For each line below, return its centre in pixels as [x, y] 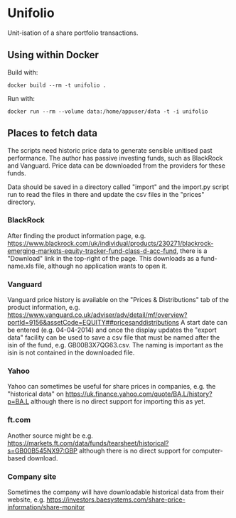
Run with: [21, 98]
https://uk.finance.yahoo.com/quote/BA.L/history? [139, 394]
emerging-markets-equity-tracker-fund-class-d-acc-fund [92, 251]
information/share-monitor [46, 507]
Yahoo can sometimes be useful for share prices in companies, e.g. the [112, 387]
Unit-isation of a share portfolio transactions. [73, 33]
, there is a [192, 251]
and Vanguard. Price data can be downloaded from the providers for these [117, 166]
